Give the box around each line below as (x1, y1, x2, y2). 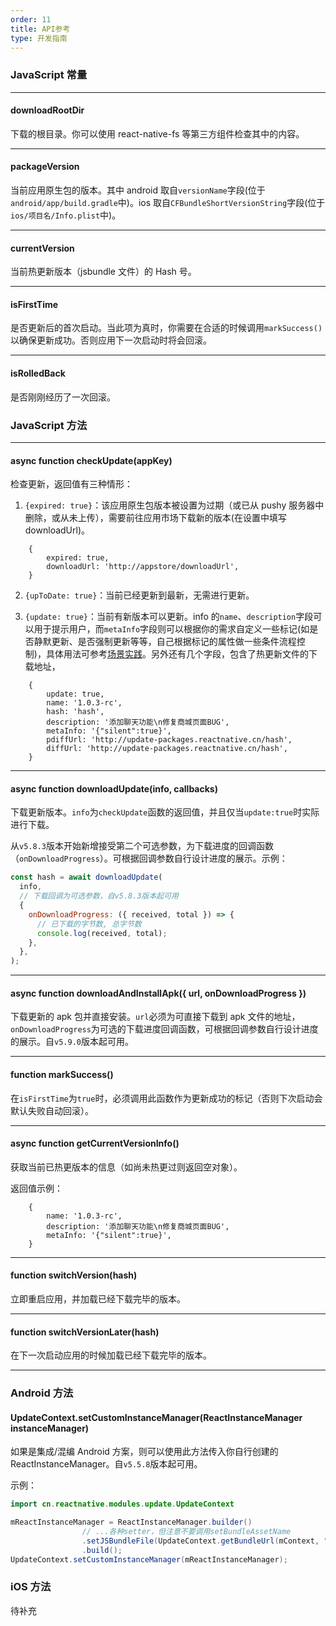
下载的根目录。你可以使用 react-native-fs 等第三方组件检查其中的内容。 (10, 127, 305, 140)
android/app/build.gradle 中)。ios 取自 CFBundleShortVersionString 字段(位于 (10, 197, 326, 209)
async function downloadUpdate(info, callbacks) (10, 782, 218, 795)
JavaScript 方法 (10, 418, 88, 432)
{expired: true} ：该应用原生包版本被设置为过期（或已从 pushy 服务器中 (24, 499, 325, 511)
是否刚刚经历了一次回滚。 (10, 391, 116, 403)
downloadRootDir (10, 104, 85, 116)
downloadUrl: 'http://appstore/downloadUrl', (46, 562, 240, 572)
